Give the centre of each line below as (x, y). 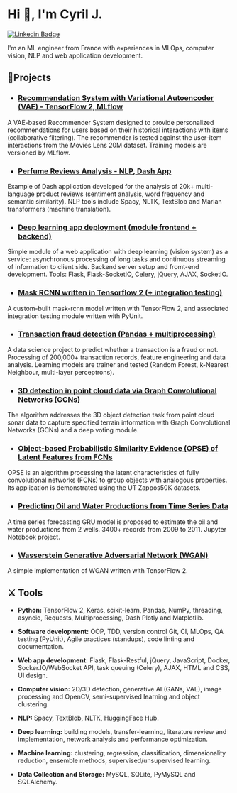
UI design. (33, 675)
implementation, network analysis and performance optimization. (112, 739)
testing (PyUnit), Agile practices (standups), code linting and (106, 639)
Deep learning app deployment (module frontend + (107, 227)
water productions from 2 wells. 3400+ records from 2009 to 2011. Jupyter (117, 529)
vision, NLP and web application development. (75, 55)
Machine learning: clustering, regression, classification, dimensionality (122, 753)
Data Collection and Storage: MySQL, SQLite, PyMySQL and (106, 774)
